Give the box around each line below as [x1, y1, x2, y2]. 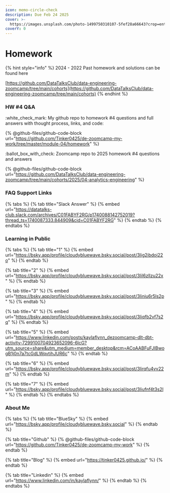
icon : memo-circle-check [5, 7, 58, 13]
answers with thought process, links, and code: [5, 120, 104, 127]
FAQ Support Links [5, 189, 52, 197]
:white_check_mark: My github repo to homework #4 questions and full [5, 115, 154, 121]
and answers [5, 156, 32, 162]
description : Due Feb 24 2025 [5, 12, 69, 17]
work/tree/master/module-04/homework [5, 141, 90, 147]
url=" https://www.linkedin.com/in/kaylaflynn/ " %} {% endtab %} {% [5, 477, 147, 484]
